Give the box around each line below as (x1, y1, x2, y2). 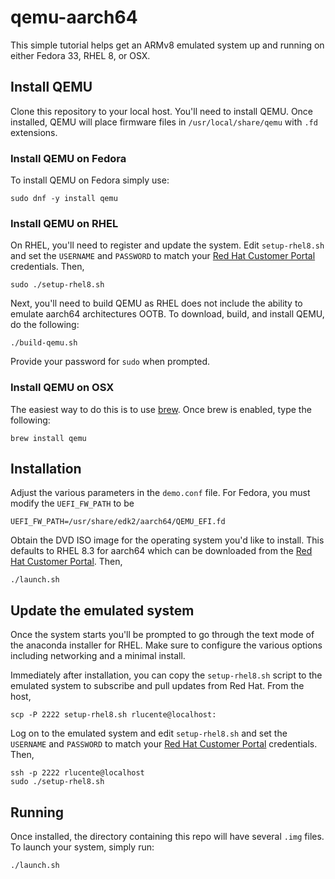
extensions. (10, 126, 58, 138)
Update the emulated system (10, 602, 195, 619)
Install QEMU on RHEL (10, 216, 119, 230)
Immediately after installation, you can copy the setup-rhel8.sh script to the (10, 669, 323, 681)
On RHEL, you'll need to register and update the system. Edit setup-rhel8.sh (10, 239, 325, 251)
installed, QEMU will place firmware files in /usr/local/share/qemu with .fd (10, 116, 318, 128)
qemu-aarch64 (10, 6, 138, 29)
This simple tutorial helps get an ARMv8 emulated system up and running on (10, 39, 325, 51)
